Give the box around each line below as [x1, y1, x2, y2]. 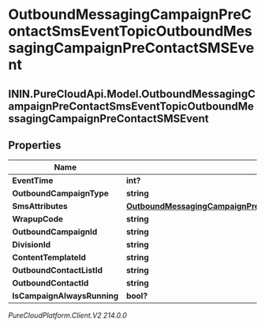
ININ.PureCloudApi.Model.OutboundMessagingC [8, 87, 256, 100]
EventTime [12, 175, 54, 186]
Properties [8, 138, 62, 151]
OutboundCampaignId [12, 226, 98, 237]
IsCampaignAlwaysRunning [12, 290, 119, 301]
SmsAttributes [12, 201, 69, 212]
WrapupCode [12, 214, 64, 225]
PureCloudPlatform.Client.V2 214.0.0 [8, 311, 128, 320]
